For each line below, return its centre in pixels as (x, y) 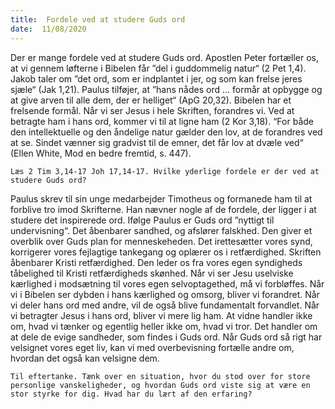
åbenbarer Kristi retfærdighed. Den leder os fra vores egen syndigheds (156, 262)
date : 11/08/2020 (48, 29)
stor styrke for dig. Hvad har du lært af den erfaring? (131, 394)
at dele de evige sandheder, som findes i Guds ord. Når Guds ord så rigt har (166, 337)
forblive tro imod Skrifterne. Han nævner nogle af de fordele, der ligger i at (163, 209)
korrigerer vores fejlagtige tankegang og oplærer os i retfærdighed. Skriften (166, 252)
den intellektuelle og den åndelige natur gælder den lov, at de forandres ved (166, 132)
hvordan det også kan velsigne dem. (85, 358)
